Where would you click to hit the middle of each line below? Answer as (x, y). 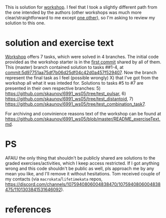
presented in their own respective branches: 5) (53, 88)
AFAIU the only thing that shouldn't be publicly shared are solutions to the (80, 158)
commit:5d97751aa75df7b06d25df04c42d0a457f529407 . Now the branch (81, 72)
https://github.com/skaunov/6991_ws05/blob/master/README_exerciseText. (83, 119)
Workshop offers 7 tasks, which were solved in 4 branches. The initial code (82, 56)
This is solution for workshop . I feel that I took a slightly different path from (81, 7)
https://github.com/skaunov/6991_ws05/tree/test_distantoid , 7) (69, 99)
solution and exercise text (59, 43)
